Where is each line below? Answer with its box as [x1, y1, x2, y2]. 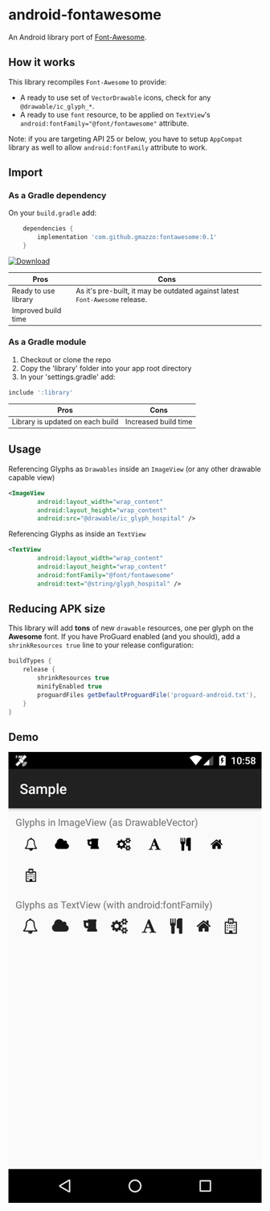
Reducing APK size [8, 602, 106, 616]
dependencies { [22, 225, 74, 233]
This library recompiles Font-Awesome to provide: [8, 76, 167, 86]
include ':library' [8, 388, 74, 396]
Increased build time [125, 417, 193, 427]
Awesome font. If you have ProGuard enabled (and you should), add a [8, 632, 241, 642]
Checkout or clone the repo [19, 354, 111, 364]
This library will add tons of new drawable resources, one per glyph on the [8, 623, 254, 633]
